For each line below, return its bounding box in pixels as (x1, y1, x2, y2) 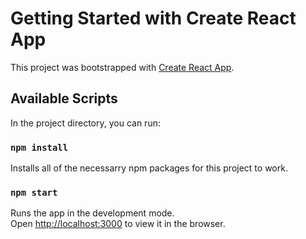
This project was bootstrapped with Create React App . (10, 61, 235, 73)
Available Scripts (10, 90, 118, 107)
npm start (10, 187, 58, 198)
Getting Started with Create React (10, 7, 297, 30)
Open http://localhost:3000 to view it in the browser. (10, 218, 226, 230)
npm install (10, 142, 69, 153)
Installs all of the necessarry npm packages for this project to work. (10, 162, 288, 174)
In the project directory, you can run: (10, 117, 161, 129)
